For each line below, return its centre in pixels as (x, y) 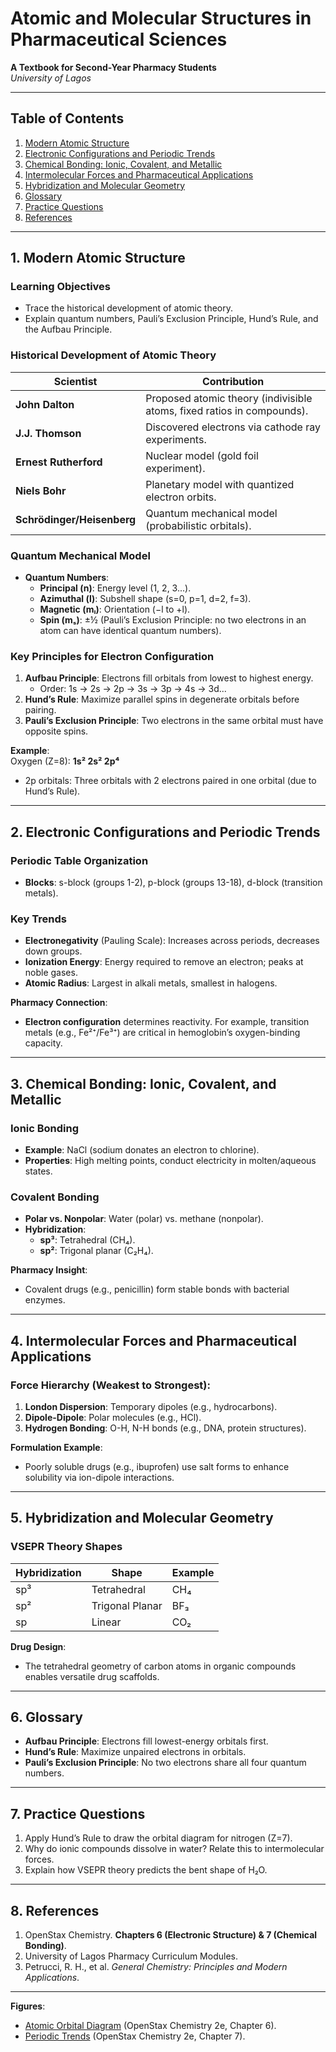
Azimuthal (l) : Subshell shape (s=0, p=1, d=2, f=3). (145, 599)
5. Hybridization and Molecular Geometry (142, 1518)
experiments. (176, 439)
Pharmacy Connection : (59, 1003)
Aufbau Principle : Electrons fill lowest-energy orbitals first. (146, 1741)
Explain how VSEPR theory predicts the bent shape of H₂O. (146, 1870)
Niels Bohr (41, 490)
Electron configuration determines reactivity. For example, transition (167, 1022)
